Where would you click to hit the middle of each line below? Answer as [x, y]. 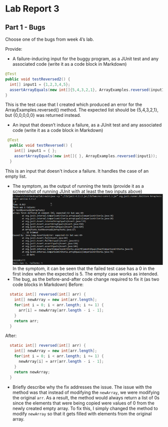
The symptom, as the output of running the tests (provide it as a [78, 186]
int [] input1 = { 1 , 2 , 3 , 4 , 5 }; [40, 84]
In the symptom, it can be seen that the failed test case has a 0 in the [83, 268]
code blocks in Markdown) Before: [48, 284]
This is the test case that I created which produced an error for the [74, 105]
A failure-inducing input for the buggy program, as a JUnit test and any [85, 59]
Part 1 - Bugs [25, 27]
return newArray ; [32, 372]
